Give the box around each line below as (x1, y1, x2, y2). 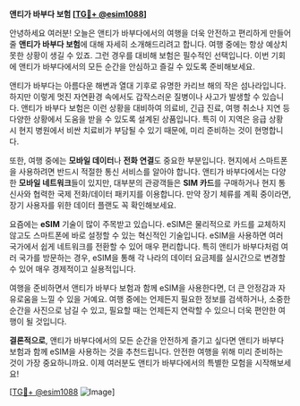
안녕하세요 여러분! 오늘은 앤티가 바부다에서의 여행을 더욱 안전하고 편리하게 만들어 (9, 28, 292, 38)
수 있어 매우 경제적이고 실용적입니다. (9, 264, 136, 274)
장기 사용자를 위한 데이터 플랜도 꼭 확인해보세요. (9, 200, 177, 210)
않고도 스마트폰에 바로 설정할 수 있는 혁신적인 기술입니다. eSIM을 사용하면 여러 (9, 230, 284, 241)
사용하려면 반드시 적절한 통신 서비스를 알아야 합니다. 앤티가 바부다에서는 (18, 166, 270, 177)
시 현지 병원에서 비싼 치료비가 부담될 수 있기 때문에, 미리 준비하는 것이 (9, 125, 253, 135)
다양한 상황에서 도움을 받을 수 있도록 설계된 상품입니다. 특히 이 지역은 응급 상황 (9, 114, 284, 124)
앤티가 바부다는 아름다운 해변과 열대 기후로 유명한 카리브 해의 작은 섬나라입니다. (9, 80, 287, 90)
